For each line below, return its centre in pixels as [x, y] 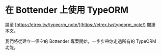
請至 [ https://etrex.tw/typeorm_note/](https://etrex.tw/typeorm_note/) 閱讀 [80, 25]
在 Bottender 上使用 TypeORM [67, 10]
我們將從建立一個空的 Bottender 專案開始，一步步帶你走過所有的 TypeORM [80, 41]
